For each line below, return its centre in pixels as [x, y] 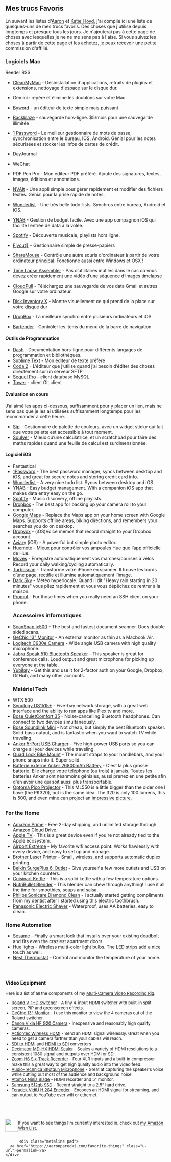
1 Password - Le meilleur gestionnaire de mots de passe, [72, 133]
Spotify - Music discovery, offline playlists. [57, 498]
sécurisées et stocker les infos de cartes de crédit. [66, 144]
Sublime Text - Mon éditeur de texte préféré [59, 360]
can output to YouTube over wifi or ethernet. [55, 1095]
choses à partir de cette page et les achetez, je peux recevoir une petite [81, 43]
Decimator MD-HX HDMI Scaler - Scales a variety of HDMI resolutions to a [84, 1049]
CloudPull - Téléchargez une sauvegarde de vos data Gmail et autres [85, 286]
